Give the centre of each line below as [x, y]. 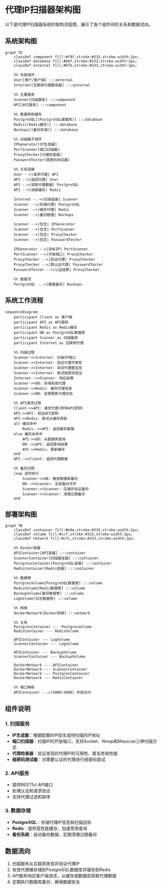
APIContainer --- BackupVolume [45, 652]
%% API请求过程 [28, 403]
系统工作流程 [24, 300]
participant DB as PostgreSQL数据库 [50, 333]
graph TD [14, 52]
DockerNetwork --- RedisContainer [48, 678]
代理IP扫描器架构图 [43, 10]
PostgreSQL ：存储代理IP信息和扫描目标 [52, 822]
